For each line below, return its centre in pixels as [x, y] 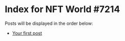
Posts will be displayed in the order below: [49, 23]
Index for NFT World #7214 [63, 9]
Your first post [27, 33]
